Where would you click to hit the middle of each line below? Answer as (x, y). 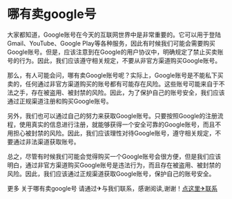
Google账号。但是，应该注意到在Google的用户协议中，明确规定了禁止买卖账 (115, 52)
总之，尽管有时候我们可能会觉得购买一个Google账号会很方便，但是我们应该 (114, 156)
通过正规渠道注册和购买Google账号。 (60, 101)
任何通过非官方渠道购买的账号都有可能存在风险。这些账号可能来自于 (122, 84)
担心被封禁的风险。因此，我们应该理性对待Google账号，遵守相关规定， (114, 133)
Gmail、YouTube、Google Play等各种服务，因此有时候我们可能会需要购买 (111, 43)
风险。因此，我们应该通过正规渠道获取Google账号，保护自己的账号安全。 (111, 173)
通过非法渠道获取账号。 (46, 142)
